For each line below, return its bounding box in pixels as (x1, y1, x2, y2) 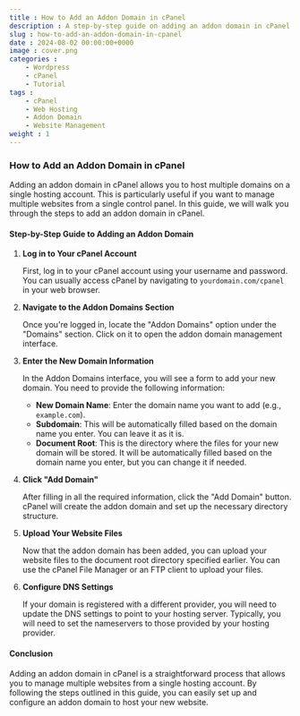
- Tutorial (25, 80, 66, 89)
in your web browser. (21, 285, 100, 295)
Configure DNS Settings (21, 582, 114, 592)
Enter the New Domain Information (21, 355, 154, 367)
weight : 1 (9, 130, 50, 139)
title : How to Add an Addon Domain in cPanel (9, 13, 186, 22)
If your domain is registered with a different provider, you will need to (21, 599, 278, 609)
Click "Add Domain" (21, 474, 99, 485)
